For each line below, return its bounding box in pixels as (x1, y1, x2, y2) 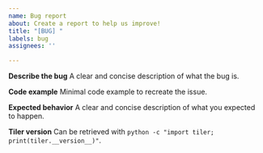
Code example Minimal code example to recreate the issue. (8, 87, 208, 97)
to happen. (8, 111, 45, 121)
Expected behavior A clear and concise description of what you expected (8, 103, 256, 113)
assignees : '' (8, 42, 57, 50)
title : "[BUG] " (8, 27, 63, 35)
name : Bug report (8, 11, 67, 20)
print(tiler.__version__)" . (8, 135, 102, 146)
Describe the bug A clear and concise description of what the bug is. (8, 71, 240, 81)
